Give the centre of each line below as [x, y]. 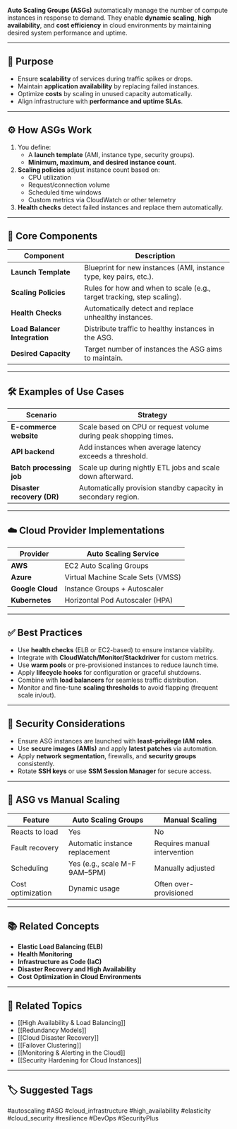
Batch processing [41, 468]
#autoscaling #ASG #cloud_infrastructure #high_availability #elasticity [109, 1111]
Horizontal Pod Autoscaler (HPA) [119, 601]
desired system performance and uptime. [67, 33]
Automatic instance [100, 843]
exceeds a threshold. [113, 456]
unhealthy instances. [119, 318]
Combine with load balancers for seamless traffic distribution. [108, 680]
